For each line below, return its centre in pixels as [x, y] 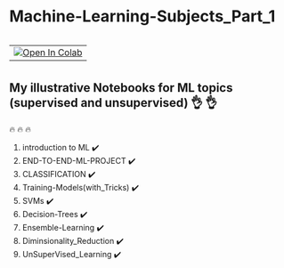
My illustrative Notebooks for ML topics [121, 88]
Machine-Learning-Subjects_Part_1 [142, 16]
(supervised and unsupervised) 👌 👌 [114, 103]
